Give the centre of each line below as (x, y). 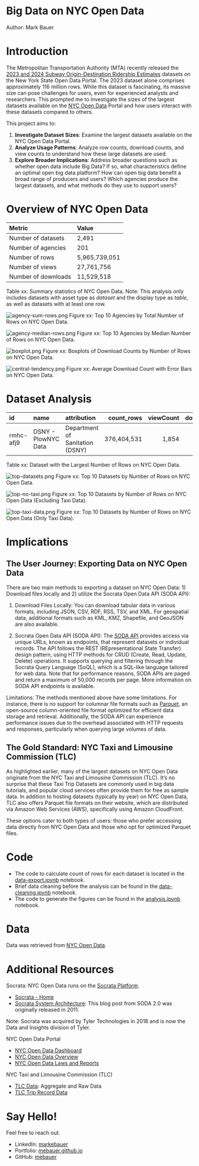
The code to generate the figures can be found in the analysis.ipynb (97, 899)
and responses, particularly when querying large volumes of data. (86, 729)
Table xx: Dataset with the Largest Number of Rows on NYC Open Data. (93, 464)
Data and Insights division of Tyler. (48, 1028)
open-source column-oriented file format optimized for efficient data (90, 710)
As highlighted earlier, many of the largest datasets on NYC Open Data (92, 771)
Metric (19, 228)
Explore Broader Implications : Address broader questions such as (96, 160)
